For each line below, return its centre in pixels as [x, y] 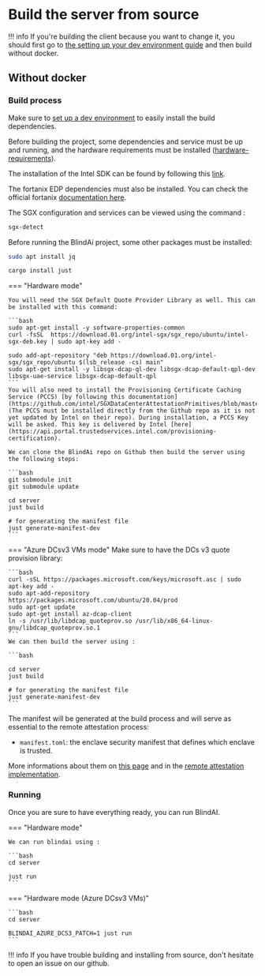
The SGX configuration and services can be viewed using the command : [127, 212]
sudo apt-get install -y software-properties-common [97, 328]
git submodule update [44, 487]
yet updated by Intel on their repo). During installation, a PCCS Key [128, 418]
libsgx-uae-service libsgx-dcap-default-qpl [82, 377]
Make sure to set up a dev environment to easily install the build [112, 118]
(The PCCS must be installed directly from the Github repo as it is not [132, 411]
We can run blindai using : [54, 842]
